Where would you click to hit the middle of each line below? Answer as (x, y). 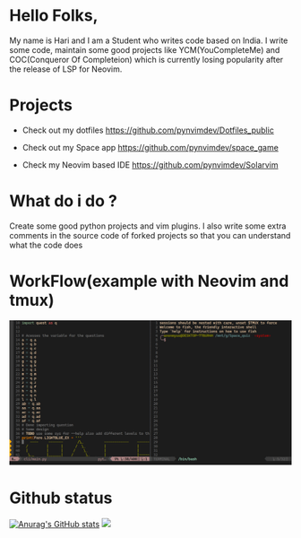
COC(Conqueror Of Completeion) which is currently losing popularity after (146, 59)
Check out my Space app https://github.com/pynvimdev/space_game (150, 147)
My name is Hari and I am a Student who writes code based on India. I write (149, 40)
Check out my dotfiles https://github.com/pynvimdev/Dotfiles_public (148, 130)
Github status (61, 498)
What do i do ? (64, 201)
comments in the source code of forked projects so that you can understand (150, 235)
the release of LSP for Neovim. (66, 69)
